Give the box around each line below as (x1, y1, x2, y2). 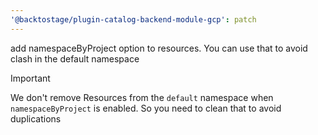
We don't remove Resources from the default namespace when (10, 91, 274, 103)
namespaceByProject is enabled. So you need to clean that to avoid (10, 102, 282, 114)
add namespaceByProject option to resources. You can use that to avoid (10, 42, 308, 54)
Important (10, 72, 51, 84)
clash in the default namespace (10, 52, 140, 65)
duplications (10, 112, 62, 125)
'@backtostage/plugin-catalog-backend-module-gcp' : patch (10, 14, 257, 25)
